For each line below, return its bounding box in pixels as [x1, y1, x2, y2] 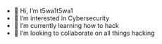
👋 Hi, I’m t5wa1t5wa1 [13, 7, 73, 15]
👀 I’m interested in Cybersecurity [13, 14, 110, 22]
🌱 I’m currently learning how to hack [13, 22, 120, 29]
